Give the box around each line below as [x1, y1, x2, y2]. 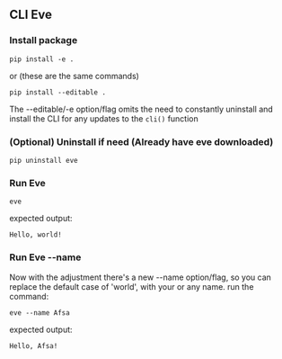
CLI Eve [9, 7, 52, 22]
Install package [9, 34, 78, 47]
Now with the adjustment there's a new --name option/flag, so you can [9, 272, 272, 283]
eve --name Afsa [9, 308, 70, 318]
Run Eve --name [9, 251, 82, 264]
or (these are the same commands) [9, 70, 139, 81]
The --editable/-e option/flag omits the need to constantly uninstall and [9, 103, 274, 114]
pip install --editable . [9, 87, 106, 97]
